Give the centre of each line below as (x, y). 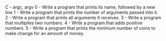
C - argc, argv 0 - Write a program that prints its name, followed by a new (80, 7)
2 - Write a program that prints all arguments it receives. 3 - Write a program (83, 18)
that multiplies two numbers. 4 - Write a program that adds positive (74, 23)
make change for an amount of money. (45, 33)
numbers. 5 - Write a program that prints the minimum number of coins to (80, 28)
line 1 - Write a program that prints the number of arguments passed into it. (82, 12)
